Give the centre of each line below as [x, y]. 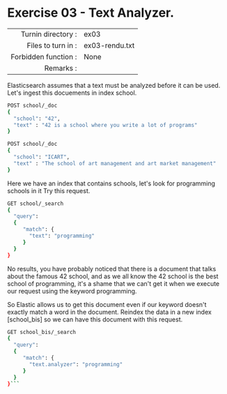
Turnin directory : [49, 34]
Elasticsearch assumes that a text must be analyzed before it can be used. [114, 85]
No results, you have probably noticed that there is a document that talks [112, 268]
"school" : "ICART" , [42, 157]
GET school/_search [36, 204]
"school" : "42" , [37, 119]
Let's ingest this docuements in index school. [72, 93]
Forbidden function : [44, 56]
